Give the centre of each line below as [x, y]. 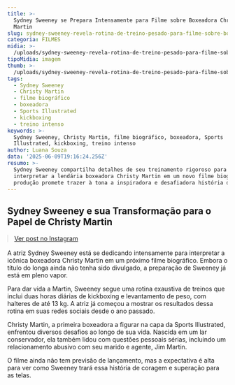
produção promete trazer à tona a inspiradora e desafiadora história [119, 182]
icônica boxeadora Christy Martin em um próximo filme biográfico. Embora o [117, 261]
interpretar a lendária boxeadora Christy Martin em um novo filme [114, 176]
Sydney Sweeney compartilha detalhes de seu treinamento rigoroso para [120, 169]
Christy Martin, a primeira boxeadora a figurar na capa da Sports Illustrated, [116, 325]
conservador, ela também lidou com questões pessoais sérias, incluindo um [116, 340]
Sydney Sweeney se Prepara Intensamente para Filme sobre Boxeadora [115, 20]
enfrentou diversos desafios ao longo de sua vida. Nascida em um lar [107, 332]
